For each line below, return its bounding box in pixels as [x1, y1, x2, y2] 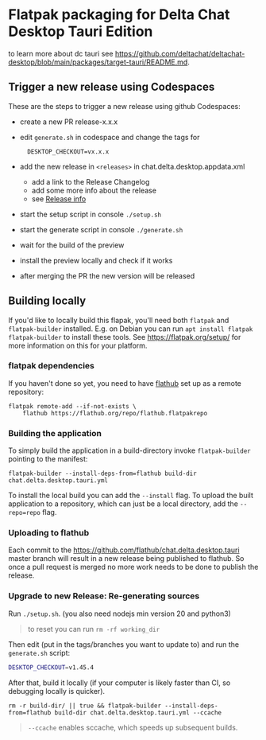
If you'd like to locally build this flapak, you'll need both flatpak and [8, 315, 229, 325]
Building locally [8, 294, 87, 308]
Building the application [8, 427, 102, 438]
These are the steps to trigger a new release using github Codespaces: [8, 101, 241, 111]
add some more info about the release [31, 185, 157, 195]
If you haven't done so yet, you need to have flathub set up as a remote [8, 378, 242, 388]
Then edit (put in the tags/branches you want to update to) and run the [8, 639, 240, 649]
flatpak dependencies [8, 360, 95, 372]
